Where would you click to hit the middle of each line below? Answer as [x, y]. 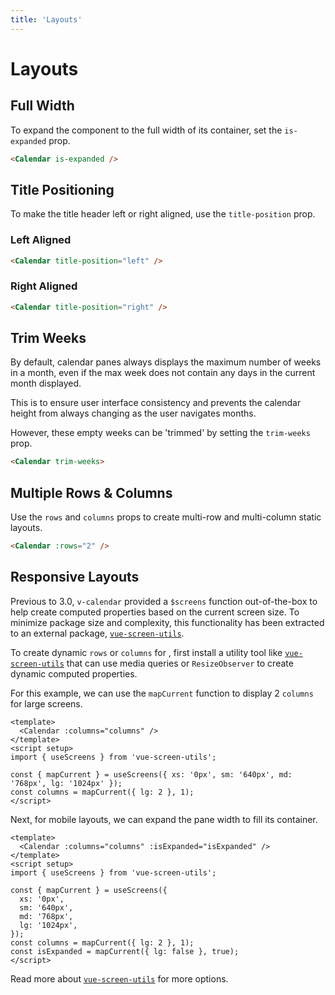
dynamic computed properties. [74, 673]
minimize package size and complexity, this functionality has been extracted [167, 622]
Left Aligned [41, 240]
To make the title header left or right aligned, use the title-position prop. [163, 214]
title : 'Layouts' [46, 19]
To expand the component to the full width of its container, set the [146, 130]
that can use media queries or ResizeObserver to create [180, 663]
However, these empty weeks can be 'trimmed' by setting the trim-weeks [160, 433]
